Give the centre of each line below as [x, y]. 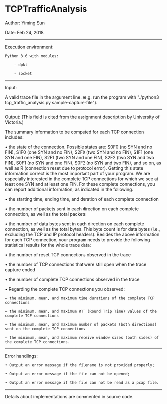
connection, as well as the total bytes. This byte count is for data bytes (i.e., [83, 229]
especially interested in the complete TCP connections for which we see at [82, 179]
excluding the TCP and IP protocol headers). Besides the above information [82, 234]
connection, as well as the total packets [45, 214]
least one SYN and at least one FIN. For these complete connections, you [80, 184]
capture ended [20, 269]
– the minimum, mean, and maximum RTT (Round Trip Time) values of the [81, 311]
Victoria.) [14, 122]
